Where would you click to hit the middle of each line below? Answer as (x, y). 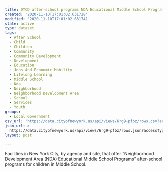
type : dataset (20, 28)
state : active (20, 24)
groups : (13, 112)
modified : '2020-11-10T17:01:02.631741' (48, 19)
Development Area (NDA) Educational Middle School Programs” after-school (84, 159)
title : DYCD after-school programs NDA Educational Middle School (76, 10)
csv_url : (14, 121)
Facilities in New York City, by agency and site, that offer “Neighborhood (80, 154)
